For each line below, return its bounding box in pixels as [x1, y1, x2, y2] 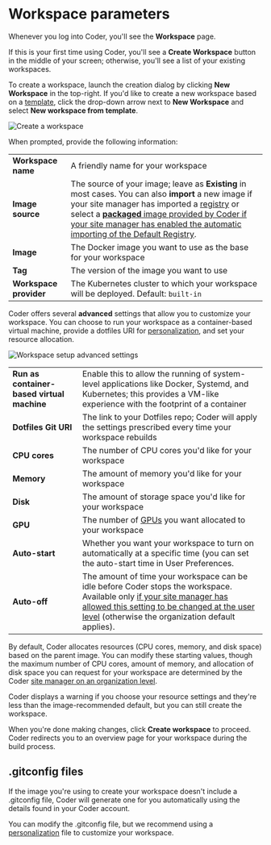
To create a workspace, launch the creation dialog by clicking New [8, 80, 231, 89]
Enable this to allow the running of [81, 368, 211, 379]
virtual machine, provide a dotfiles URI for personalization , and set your [8, 326, 244, 335]
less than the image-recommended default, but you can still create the [8, 700, 243, 710]
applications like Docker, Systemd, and [102, 378, 249, 389]
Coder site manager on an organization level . [8, 676, 157, 685]
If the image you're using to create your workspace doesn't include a [8, 786, 238, 796]
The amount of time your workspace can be [81, 570, 248, 581]
